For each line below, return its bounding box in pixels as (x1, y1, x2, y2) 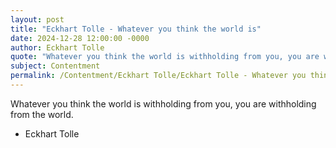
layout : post (10, 14, 65, 25)
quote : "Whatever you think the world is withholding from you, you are (10, 52, 320, 62)
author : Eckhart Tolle (10, 42, 105, 53)
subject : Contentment (10, 61, 101, 71)
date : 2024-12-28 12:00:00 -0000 (10, 33, 150, 43)
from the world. (10, 108, 74, 120)
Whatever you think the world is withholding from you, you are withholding (10, 97, 317, 110)
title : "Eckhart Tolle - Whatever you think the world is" (10, 24, 262, 34)
